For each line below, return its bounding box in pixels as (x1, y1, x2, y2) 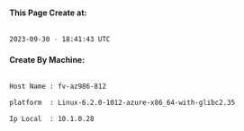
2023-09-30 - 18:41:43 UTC (9, 35, 111, 44)
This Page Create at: (9, 7, 87, 18)
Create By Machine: (9, 54, 86, 65)
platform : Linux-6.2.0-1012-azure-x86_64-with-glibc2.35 (9, 99, 236, 108)
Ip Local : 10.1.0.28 (9, 115, 95, 124)
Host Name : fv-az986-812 (9, 82, 106, 92)
